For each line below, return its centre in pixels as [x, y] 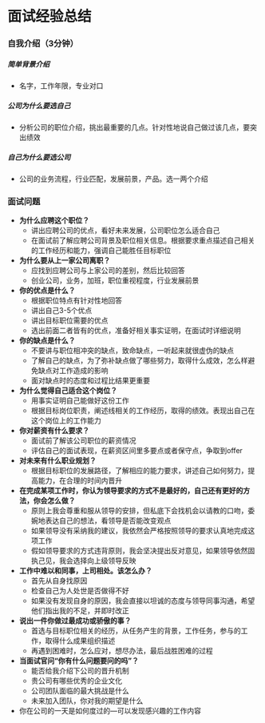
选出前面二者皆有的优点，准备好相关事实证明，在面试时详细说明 [136, 331]
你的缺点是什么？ [47, 340]
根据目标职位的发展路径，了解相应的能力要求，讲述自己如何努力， [139, 471]
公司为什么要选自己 [39, 106]
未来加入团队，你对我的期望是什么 [87, 701]
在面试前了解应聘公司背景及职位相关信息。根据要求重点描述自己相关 [143, 240]
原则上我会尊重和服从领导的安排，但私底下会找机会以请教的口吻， [139, 511]
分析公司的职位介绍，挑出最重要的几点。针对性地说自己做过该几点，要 [134, 127]
